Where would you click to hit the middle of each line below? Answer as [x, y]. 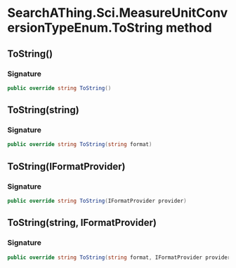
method [189, 28]
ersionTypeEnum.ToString [85, 28]
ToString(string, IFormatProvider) [82, 223]
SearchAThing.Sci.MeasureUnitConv [118, 13]
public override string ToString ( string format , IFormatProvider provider [119, 257]
